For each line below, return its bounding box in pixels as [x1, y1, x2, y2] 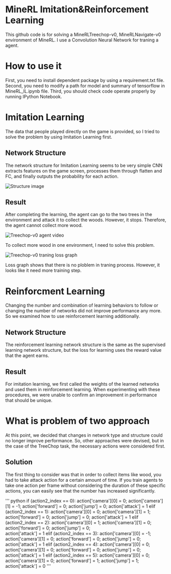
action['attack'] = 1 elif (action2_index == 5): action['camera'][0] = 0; [5, 552, 150, 558]
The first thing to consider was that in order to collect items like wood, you [5, 471, 162, 477]
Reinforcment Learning [5, 285, 105, 297]
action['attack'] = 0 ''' [5, 563, 51, 569]
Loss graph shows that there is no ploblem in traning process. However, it [5, 262, 160, 268]
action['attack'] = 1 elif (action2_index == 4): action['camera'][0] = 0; [5, 541, 151, 547]
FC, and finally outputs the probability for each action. [5, 173, 119, 179]
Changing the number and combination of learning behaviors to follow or [5, 302, 158, 308]
